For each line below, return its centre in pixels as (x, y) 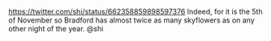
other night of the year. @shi (56, 29)
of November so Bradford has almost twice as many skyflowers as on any (132, 20)
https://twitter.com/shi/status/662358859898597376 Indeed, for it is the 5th (135, 12)
